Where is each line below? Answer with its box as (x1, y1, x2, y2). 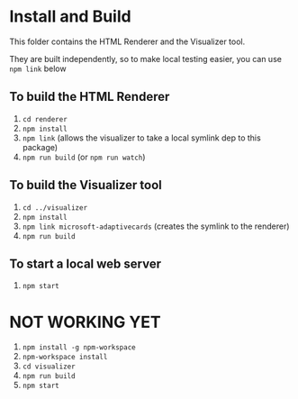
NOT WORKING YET (9, 312, 161, 332)
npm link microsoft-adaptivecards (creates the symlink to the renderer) (22, 221, 290, 231)
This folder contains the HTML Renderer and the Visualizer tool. (9, 36, 246, 47)
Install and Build (9, 6, 132, 27)
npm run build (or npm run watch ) (22, 151, 146, 162)
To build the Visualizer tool (9, 177, 162, 193)
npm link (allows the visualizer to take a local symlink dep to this (22, 132, 261, 143)
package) (22, 141, 59, 152)
